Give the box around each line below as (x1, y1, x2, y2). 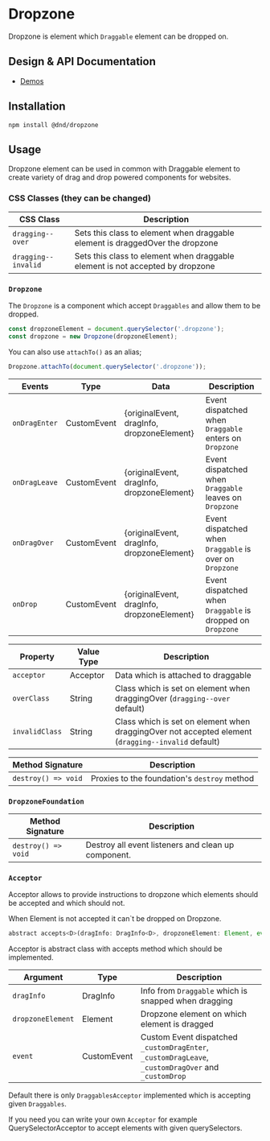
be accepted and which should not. (8, 899, 125, 908)
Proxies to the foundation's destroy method (91, 772, 255, 783)
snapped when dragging (140, 995, 233, 1007)
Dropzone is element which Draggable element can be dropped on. (8, 31, 229, 41)
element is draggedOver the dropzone (74, 237, 219, 248)
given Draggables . (8, 1099, 67, 1109)
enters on (205, 432, 242, 444)
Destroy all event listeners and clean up (85, 839, 235, 850)
